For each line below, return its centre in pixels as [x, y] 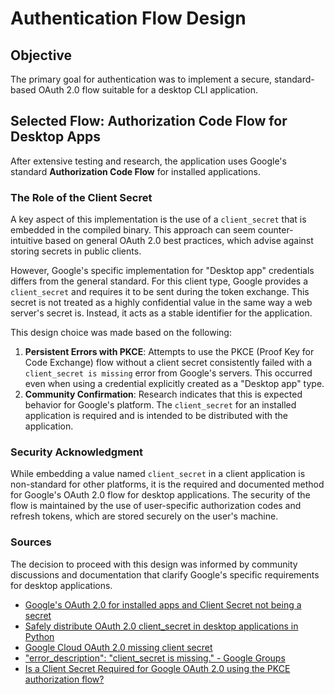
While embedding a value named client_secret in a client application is [158, 474]
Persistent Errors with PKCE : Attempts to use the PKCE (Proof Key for [169, 352]
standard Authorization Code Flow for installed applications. [135, 171]
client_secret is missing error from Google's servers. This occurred [168, 373]
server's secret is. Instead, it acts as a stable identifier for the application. [161, 313]
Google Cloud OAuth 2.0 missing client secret [118, 647]
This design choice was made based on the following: [121, 333]
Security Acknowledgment [77, 452]
